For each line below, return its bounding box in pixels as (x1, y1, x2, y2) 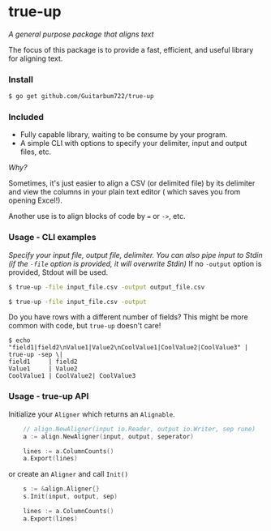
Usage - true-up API (8, 391, 89, 402)
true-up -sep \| (8, 351, 63, 359)
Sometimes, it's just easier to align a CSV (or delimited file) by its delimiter (8, 178, 256, 188)
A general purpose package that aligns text (8, 29, 154, 39)
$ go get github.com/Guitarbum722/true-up (8, 92, 154, 101)
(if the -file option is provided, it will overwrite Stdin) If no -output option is (8, 259, 262, 268)
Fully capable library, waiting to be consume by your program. (19, 130, 228, 139)
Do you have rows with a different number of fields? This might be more (8, 312, 249, 322)
